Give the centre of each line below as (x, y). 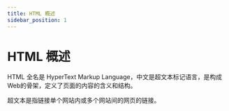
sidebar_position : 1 (37, 20)
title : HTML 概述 (31, 14)
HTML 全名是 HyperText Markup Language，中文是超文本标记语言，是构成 (114, 77)
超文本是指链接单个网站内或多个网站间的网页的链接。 (84, 101)
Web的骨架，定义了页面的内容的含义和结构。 (72, 86)
